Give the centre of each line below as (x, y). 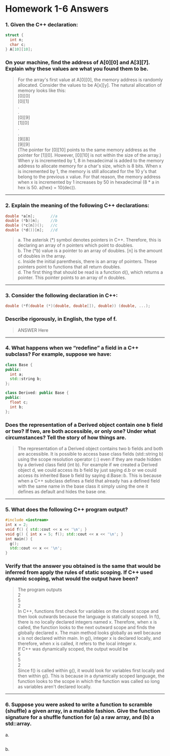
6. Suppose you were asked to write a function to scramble (79, 705)
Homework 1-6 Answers (57, 9)
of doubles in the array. (42, 256)
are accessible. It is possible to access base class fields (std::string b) (90, 454)
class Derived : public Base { (37, 393)
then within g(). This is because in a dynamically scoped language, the (91, 676)
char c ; (18, 45)
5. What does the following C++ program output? (67, 509)
